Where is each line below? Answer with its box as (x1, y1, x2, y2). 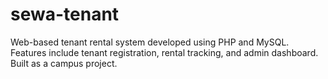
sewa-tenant (10, 3, 120, 26)
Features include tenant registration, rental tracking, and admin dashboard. (10, 46, 319, 58)
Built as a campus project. (10, 57, 118, 69)
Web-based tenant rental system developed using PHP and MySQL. (10, 36, 290, 48)
